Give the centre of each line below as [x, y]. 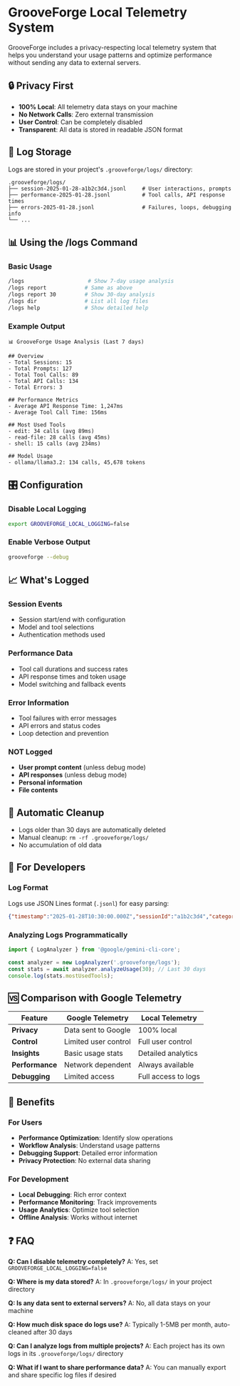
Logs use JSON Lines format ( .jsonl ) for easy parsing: [89, 903]
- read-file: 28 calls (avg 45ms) [59, 437]
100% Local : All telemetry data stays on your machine [98, 106]
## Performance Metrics [43, 400]
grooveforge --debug [39, 557]
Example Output [37, 326]
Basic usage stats [93, 1053]
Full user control [165, 1042]
